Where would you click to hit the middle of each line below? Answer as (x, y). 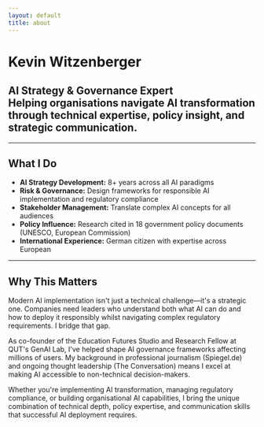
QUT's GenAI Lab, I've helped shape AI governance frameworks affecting (127, 349)
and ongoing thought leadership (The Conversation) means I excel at (119, 366)
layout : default (35, 15)
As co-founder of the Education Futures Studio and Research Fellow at (123, 341)
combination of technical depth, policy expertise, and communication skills (129, 407)
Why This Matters (53, 282)
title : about (29, 23)
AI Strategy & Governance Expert (91, 91)
